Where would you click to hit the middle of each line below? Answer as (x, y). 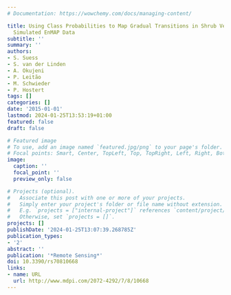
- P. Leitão (24, 77)
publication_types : (35, 236)
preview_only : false (43, 179)
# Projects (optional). (41, 191)
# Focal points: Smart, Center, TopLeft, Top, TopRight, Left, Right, (110, 153)
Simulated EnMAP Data (44, 32)
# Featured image (32, 141)
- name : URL (24, 275)
